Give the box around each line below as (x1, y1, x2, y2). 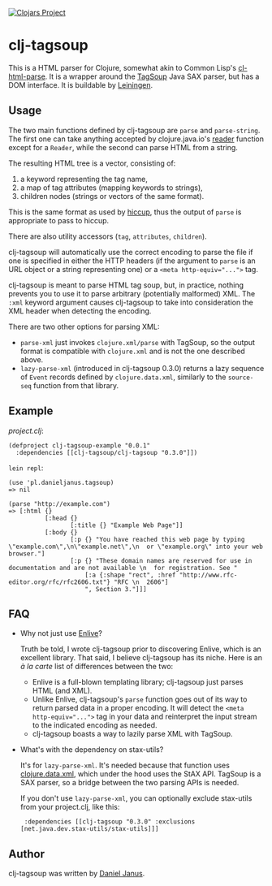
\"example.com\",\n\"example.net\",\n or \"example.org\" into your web (8, 542, 264, 551)
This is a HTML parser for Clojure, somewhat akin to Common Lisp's (8, 63, 237, 72)
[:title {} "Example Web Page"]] (70, 521, 183, 529)
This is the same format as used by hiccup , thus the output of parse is (8, 207, 242, 217)
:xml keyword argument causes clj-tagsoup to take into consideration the (8, 297, 253, 307)
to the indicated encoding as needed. (32, 720, 158, 730)
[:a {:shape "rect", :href (84, 571, 176, 579)
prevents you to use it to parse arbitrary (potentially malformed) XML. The (8, 288, 256, 298)
